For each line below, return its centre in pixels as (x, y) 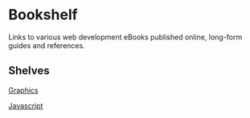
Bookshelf (43, 15)
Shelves (29, 71)
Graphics (23, 90)
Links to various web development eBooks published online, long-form (125, 37)
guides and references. (47, 45)
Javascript (26, 105)
